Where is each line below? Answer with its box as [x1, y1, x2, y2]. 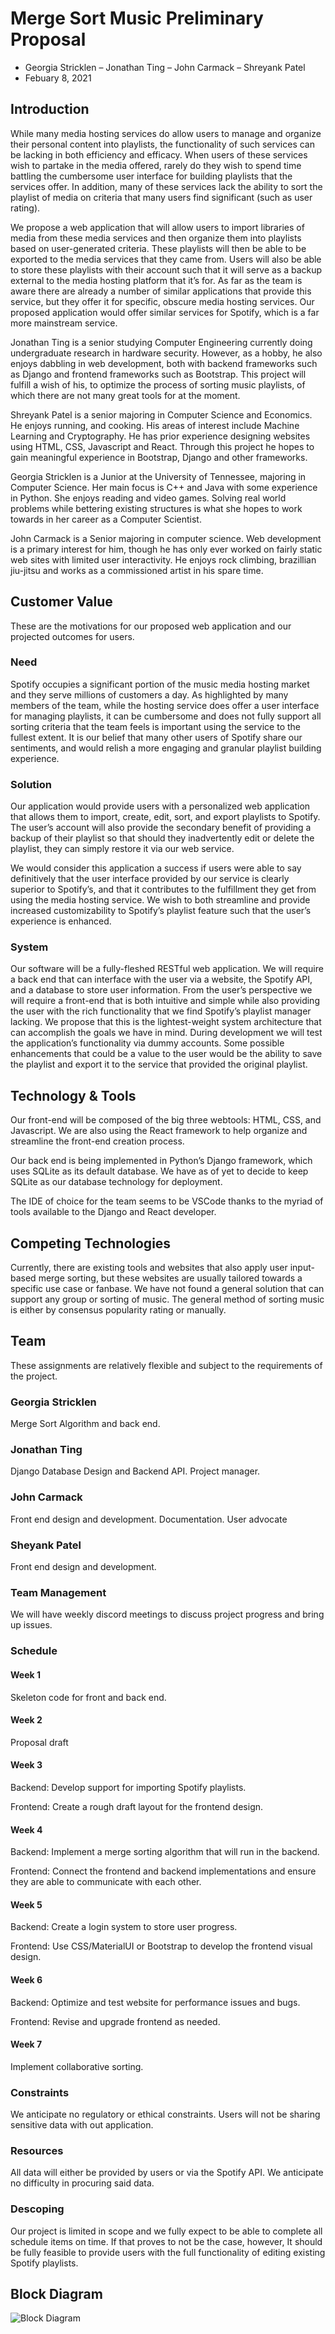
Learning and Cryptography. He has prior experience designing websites [10, 430, 311, 442]
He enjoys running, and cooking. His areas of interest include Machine [10, 419, 300, 431]
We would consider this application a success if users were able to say [10, 862, 302, 874]
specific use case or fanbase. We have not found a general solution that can [10, 1283, 325, 1295]
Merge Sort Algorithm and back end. [10, 1418, 161, 1430]
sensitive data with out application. [10, 2119, 154, 2131]
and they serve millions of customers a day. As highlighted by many [10, 688, 289, 701]
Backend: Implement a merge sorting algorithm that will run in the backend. [10, 1846, 320, 1858]
